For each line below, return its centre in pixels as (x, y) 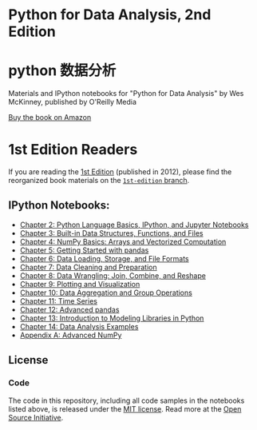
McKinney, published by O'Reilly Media (73, 102)
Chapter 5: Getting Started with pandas (84, 250)
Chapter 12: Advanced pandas (69, 309)
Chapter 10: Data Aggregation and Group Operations (106, 293)
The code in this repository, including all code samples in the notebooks (127, 400)
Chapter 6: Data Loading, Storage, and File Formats (104, 258)
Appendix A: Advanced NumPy (71, 335)
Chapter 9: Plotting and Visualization (80, 284)
